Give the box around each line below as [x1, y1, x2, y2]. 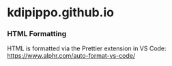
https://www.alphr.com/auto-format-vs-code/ [7, 52, 135, 60]
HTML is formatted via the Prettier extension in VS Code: [7, 44, 167, 52]
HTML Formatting [7, 29, 67, 39]
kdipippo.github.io [7, 5, 115, 20]
